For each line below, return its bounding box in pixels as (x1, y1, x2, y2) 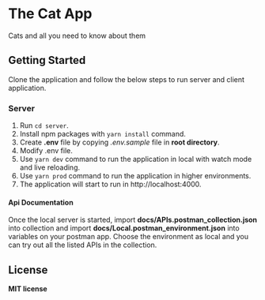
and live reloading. (19, 163, 81, 172)
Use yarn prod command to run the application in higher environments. (19, 171, 252, 181)
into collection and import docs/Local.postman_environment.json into (8, 223, 240, 233)
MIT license (8, 284, 47, 294)
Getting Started (8, 54, 86, 67)
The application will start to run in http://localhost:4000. (19, 179, 202, 189)
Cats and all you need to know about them (8, 31, 146, 40)
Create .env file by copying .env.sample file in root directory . (19, 137, 220, 147)
